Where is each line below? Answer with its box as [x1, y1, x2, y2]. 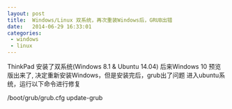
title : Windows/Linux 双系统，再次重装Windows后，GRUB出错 [7, 17, 173, 24]
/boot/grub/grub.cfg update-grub [7, 94, 103, 101]
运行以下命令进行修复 [19, 80, 81, 87]
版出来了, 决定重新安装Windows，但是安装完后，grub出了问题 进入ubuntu [7, 71, 219, 79]
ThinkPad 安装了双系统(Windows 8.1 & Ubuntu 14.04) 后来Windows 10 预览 [7, 62, 222, 70]
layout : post [7, 10, 45, 17]
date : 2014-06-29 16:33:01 [7, 23, 92, 30]
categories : [7, 29, 42, 37]
